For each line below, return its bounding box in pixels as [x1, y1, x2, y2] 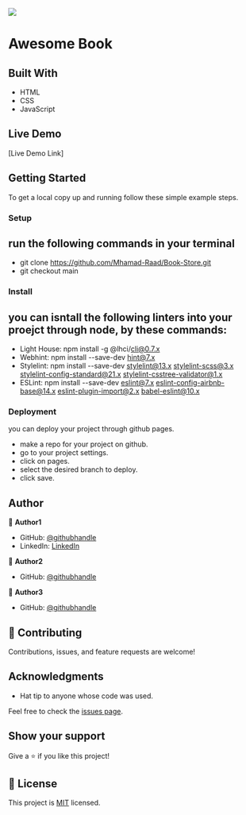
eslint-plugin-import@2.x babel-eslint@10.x [57, 386, 200, 396]
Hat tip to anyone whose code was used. [19, 691, 153, 701]
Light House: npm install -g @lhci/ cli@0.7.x [19, 344, 160, 353]
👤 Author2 [8, 557, 44, 566]
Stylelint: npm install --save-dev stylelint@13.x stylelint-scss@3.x [19, 361, 234, 371]
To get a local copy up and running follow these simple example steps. [8, 192, 239, 202]
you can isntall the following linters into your [8, 311, 233, 324]
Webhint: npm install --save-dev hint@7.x [19, 353, 156, 362]
